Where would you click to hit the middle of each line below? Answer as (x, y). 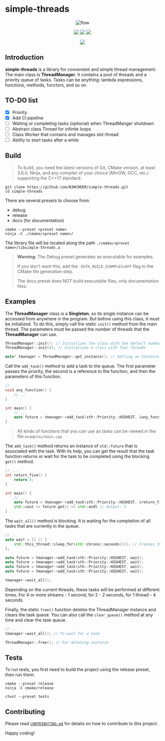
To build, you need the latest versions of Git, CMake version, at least (86, 168)
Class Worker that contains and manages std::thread (65, 134)
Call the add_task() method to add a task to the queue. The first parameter (81, 366)
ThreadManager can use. (31, 334)
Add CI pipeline (28, 118)
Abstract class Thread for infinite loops (52, 129)
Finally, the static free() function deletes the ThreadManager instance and (81, 609)
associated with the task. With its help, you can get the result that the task (80, 451)
